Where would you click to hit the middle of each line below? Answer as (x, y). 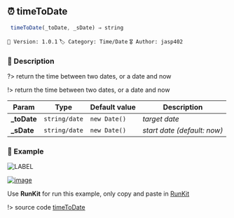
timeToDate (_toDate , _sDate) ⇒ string (67, 27)
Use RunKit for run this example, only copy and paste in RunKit (98, 194)
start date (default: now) (183, 130)
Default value (113, 107)
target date (161, 118)
